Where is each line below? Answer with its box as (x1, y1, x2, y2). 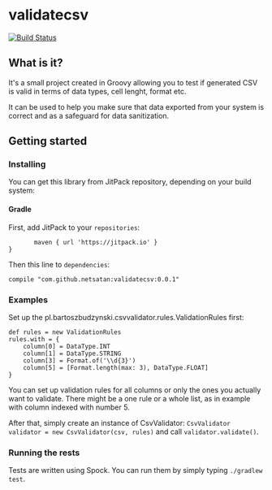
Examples (8, 294, 49, 306)
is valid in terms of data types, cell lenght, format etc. (8, 86, 187, 96)
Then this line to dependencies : (8, 259, 110, 269)
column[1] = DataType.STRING (23, 349, 122, 358)
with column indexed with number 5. (8, 402, 130, 412)
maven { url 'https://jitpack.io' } (33, 238, 158, 246)
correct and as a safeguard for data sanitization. (8, 111, 170, 120)
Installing (8, 158, 46, 170)
